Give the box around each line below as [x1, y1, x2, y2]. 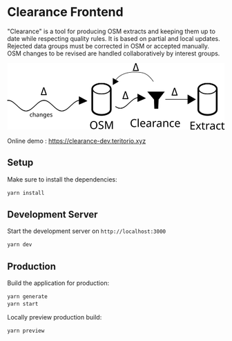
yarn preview [7, 327, 45, 334]
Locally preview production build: [7, 313, 102, 321]
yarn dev [7, 241, 32, 248]
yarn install [7, 189, 45, 196]
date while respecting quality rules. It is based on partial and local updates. [7, 34, 221, 42]
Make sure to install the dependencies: [7, 175, 117, 184]
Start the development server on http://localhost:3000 [7, 227, 166, 236]
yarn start [7, 300, 39, 307]
